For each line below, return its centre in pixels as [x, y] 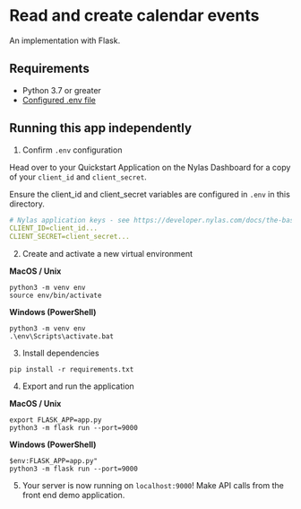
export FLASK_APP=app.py [56, 420]
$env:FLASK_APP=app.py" [54, 461]
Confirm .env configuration [72, 150]
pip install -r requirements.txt [72, 370]
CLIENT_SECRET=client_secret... [69, 237]
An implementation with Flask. [65, 40]
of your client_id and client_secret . [78, 177]
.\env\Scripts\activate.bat [62, 337]
